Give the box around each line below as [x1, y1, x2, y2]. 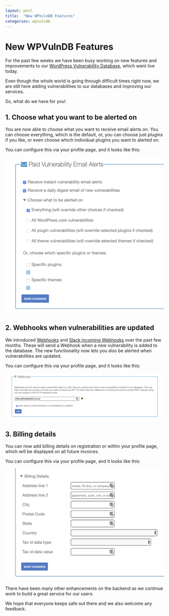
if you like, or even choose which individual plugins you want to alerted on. [5, 137, 160, 143]
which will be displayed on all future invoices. [5, 448, 99, 454]
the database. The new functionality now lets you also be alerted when [5, 347, 152, 354]
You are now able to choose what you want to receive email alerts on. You [5, 126, 158, 133]
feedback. [5, 605, 26, 611]
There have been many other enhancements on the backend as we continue [5, 585, 163, 591]
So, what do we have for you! [5, 98, 66, 105]
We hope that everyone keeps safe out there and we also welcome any [5, 600, 152, 606]
